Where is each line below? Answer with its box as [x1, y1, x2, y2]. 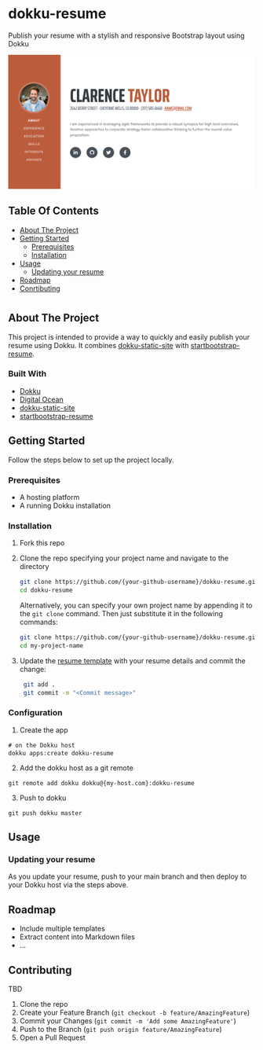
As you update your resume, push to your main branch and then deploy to [8, 872, 247, 881]
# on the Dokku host [8, 741, 76, 749]
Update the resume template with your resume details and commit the [19, 655, 246, 665]
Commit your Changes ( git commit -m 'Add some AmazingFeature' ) [19, 1016, 237, 1026]
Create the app [19, 725, 68, 735]
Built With [8, 369, 47, 380]
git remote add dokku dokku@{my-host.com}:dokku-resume [8, 779, 195, 787]
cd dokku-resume [19, 586, 73, 594]
